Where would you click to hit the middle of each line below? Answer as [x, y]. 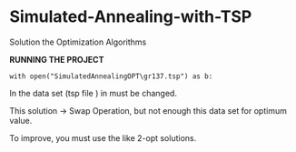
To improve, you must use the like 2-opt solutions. [103, 137]
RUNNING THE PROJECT [57, 59]
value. [21, 120]
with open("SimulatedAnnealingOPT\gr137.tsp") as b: [111, 76]
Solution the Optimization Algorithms [78, 42]
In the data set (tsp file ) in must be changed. [93, 93]
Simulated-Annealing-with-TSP [131, 17]
